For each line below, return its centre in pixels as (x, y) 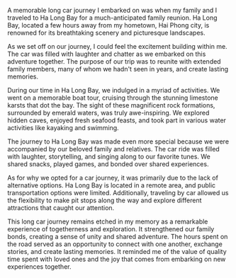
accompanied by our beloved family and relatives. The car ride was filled (113, 149)
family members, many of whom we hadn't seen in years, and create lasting (118, 69)
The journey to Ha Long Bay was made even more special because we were (118, 141)
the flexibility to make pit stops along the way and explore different (105, 200)
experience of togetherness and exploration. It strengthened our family (111, 229)
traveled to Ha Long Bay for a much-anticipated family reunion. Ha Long (112, 18)
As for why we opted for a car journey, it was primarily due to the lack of (113, 178)
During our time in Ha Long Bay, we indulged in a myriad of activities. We (114, 90)
